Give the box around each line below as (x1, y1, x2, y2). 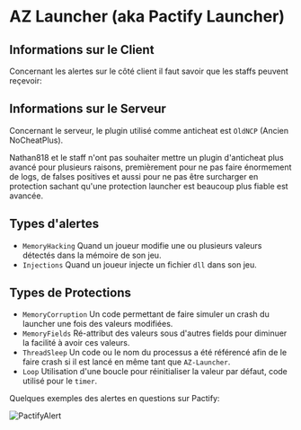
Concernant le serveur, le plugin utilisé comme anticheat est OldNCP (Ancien (9, 125, 289, 136)
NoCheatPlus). (9, 135, 64, 145)
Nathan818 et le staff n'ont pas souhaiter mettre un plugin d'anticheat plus (9, 152, 285, 162)
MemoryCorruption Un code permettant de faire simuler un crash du (22, 309, 270, 320)
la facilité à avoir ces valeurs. (22, 338, 130, 348)
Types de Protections (9, 285, 132, 301)
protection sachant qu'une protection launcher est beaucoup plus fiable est (9, 180, 289, 191)
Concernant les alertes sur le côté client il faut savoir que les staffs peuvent (9, 66, 289, 76)
